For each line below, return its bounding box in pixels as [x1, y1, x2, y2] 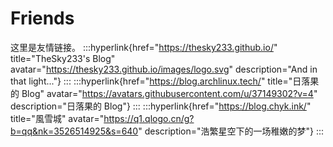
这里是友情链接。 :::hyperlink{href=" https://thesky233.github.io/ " [10, 41, 278, 53]
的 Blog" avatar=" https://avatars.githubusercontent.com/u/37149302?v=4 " [10, 87, 318, 99]
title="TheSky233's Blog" [10, 52, 116, 64]
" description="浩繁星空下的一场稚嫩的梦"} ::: [138, 125, 325, 137]
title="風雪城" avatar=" [10, 112, 105, 124]
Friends [10, 7, 75, 30]
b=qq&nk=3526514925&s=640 [10, 125, 139, 137]
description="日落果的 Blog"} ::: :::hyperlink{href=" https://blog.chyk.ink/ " [10, 100, 312, 112]
